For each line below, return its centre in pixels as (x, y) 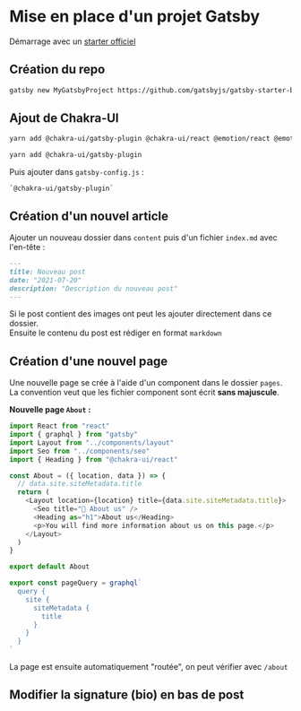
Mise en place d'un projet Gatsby (135, 17)
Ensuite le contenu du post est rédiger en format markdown (116, 333)
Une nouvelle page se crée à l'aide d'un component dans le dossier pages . (146, 383)
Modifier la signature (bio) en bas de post (127, 695)
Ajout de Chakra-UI (64, 118)
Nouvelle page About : (50, 410)
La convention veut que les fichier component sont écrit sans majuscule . (144, 393)
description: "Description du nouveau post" (94, 289)
